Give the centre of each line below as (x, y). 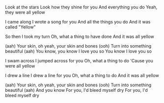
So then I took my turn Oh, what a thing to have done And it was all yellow (80, 37)
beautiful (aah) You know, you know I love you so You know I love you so (79, 51)
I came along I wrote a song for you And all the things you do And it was (78, 22)
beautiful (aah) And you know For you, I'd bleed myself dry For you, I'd (77, 90)
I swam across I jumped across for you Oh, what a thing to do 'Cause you (79, 61)
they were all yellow (25, 12)
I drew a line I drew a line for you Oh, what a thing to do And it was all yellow (82, 75)
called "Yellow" (20, 27)
